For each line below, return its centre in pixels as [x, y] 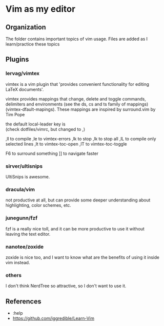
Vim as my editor [41, 9]
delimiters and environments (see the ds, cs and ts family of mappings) [77, 104]
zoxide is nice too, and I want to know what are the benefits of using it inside [82, 257]
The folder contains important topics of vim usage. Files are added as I [77, 39]
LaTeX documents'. [25, 89]
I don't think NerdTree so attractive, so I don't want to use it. [66, 286]
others [13, 275]
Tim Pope [15, 114]
